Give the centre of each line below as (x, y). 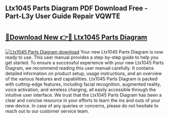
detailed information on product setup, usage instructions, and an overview (83, 73)
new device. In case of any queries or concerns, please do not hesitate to (82, 106)
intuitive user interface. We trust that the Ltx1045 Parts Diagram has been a (83, 95)
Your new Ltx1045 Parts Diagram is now (122, 52)
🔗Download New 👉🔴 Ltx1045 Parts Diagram (76, 37)
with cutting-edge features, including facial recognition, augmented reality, (83, 84)
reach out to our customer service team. (47, 111)
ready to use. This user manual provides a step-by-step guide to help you (82, 57)
